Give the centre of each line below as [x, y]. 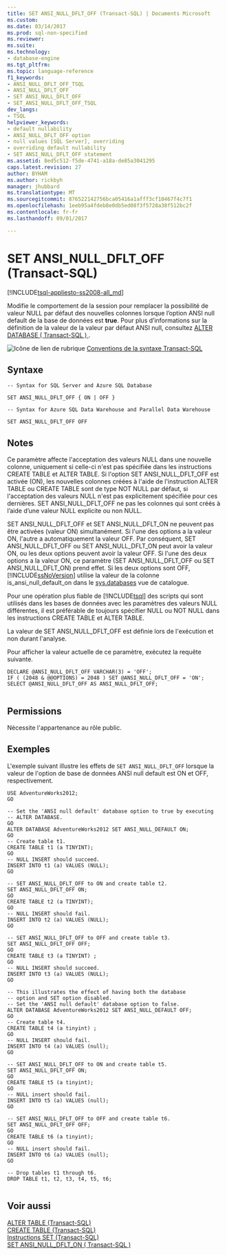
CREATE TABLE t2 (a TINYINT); [51, 902]
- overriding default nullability [57, 148]
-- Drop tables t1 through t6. [52, 1173]
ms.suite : [21, 45]
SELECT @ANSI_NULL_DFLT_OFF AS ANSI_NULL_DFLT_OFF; [83, 684]
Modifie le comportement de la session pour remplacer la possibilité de [108, 305]
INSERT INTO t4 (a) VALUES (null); [58, 1046]
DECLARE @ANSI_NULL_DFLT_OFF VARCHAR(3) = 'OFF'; [80, 672]
